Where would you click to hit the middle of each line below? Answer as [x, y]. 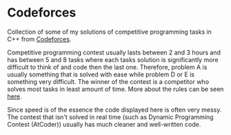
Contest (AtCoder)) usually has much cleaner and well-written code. [104, 124]
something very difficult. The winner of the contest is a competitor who [108, 81]
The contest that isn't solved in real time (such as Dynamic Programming [110, 117]
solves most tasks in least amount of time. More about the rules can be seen [115, 89]
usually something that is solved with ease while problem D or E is [101, 74]
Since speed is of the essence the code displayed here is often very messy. [114, 110]
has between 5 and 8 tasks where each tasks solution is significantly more [113, 59]
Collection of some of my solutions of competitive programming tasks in [110, 32]
